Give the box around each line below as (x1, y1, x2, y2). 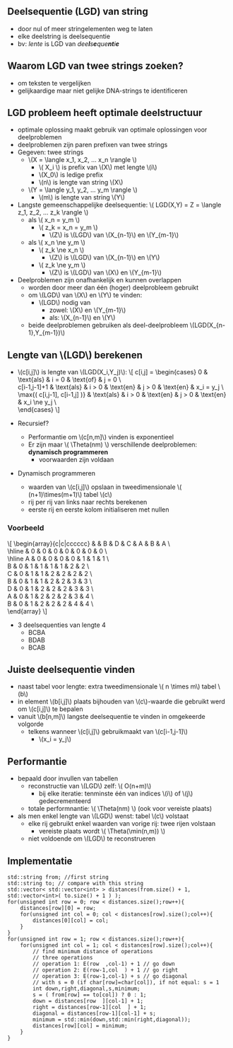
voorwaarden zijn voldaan (38, 456, 114, 464)
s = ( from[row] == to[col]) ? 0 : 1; (32, 991, 147, 998)
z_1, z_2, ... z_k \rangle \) (17, 208, 89, 217)
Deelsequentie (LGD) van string (7, 6, 148, 18)
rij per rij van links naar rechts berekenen (28, 498, 148, 507)
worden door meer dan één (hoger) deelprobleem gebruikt (28, 283, 199, 292)
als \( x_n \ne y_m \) (28, 238, 86, 247)
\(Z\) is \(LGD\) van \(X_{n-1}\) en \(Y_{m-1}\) (49, 231, 179, 239)
